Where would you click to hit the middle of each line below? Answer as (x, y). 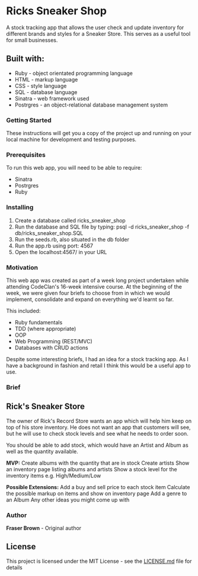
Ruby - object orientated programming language (74, 73)
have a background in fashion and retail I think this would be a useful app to (98, 365)
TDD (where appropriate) (45, 328)
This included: (23, 311)
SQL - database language (46, 92)
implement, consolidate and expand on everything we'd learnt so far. (90, 299)
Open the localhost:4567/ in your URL (61, 252)
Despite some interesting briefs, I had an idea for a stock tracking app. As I (97, 359)
